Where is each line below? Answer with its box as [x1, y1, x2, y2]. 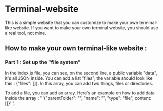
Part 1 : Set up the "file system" [5, 59, 81, 66]
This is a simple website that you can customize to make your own [5, 20, 139, 25]
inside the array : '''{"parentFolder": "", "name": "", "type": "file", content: [5, 95, 152, 101]
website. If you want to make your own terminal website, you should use [13, 24, 159, 30]
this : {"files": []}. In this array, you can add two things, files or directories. [5, 80, 153, 86]
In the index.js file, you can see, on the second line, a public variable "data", [5, 70, 158, 76]
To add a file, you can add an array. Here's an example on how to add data [5, 89, 155, 96]
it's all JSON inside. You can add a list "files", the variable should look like [5, 75, 153, 81]
